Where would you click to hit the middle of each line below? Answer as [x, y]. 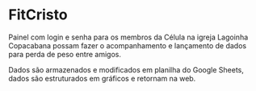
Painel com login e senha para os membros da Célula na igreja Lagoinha [128, 37]
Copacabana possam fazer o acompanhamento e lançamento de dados [128, 45]
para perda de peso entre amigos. [65, 54]
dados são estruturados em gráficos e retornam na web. [102, 78]
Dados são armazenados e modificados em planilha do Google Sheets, [126, 69]
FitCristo [38, 15]
